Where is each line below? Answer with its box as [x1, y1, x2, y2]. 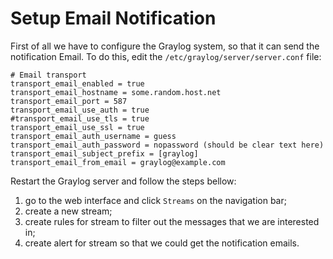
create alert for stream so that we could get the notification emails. [24, 237, 300, 249]
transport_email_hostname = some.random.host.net [10, 87, 222, 97]
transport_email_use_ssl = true [10, 122, 145, 132]
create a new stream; [24, 205, 113, 217]
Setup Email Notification [10, 7, 217, 30]
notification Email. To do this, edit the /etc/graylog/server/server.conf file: [10, 50, 322, 62]
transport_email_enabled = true [10, 78, 145, 89]
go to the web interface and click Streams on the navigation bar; [24, 194, 287, 206]
